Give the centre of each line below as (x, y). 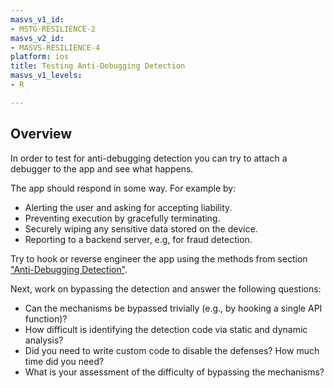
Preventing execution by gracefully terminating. (122, 218)
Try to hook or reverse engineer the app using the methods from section (159, 258)
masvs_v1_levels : (46, 76)
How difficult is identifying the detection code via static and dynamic (166, 329)
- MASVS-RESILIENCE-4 (55, 47)
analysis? (44, 340)
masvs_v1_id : (37, 19)
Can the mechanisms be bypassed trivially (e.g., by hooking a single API (173, 308)
